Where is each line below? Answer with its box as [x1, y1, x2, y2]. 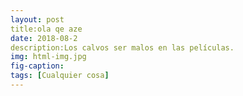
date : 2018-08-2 [10, 33, 78, 43]
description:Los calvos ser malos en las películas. [10, 42, 235, 53]
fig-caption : [10, 61, 65, 71]
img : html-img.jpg [10, 52, 87, 62]
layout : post [10, 14, 65, 25]
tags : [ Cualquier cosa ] [10, 71, 110, 81]
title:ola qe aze [10, 24, 83, 34]
